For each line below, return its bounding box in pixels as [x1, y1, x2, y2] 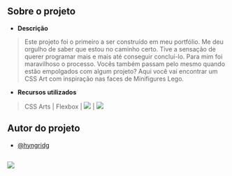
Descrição [17, 24, 48, 32]
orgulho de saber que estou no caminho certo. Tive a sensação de [24, 45, 217, 53]
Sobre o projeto [7, 6, 75, 17]
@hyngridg [17, 141, 50, 149]
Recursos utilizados [17, 88, 77, 96]
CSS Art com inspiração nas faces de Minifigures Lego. [24, 74, 184, 83]
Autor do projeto [7, 122, 80, 134]
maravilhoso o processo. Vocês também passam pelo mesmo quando [24, 59, 226, 68]
